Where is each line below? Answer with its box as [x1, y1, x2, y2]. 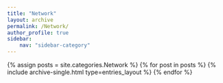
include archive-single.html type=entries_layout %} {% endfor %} [7, 68, 193, 76]
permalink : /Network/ [7, 23, 69, 29]
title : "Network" [7, 10, 57, 17]
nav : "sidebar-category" [19, 42, 91, 49]
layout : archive [7, 16, 54, 23]
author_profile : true [7, 29, 69, 36]
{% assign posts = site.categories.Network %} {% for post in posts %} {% [7, 61, 217, 69]
